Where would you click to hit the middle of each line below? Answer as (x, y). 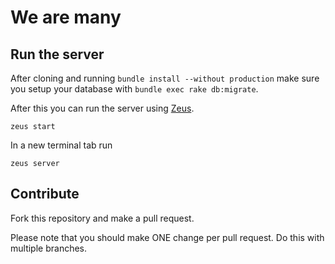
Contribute (45, 194)
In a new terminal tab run (61, 145)
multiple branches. (49, 248)
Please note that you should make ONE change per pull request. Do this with (167, 237)
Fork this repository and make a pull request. (102, 218)
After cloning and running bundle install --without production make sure (165, 78)
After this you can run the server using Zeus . (102, 108)
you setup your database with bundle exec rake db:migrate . (134, 89)
